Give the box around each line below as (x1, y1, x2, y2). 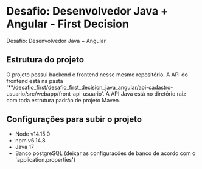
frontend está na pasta (6, 77, 63, 84)
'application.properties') (15, 156, 76, 163)
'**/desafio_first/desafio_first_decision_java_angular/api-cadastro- (6, 84, 173, 91)
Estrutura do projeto (6, 55, 84, 65)
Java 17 (15, 143, 35, 150)
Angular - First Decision (6, 17, 129, 31)
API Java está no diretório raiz (110, 90, 187, 98)
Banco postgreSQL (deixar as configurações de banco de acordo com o (15, 150, 196, 157)
